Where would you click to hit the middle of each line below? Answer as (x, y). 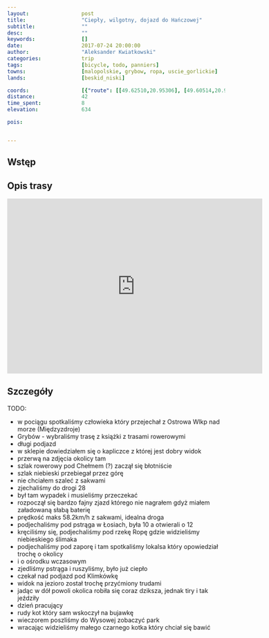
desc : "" (48, 33)
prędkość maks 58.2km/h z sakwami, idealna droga (91, 517)
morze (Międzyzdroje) (49, 429)
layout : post (51, 13)
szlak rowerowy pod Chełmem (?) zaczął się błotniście (94, 466)
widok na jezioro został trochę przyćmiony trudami (89, 583)
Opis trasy (30, 186)
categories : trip (51, 59)
